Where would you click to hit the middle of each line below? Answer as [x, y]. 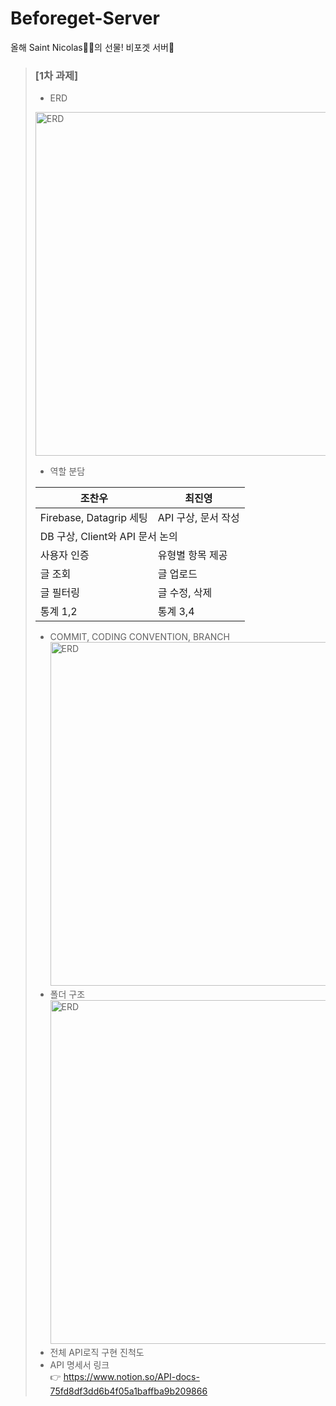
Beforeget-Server [85, 18]
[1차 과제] [56, 75]
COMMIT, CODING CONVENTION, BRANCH [139, 637]
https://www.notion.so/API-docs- [131, 1377]
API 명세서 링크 [79, 1365]
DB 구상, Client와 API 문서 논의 [108, 537]
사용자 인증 [64, 555]
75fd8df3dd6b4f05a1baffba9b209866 [128, 1391]
